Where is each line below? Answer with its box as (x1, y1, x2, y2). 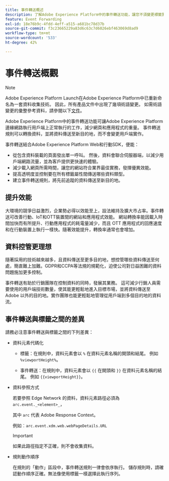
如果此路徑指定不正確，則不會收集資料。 (12, 443, 97, 449)
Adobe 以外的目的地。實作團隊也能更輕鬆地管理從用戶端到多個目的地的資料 (5, 292, 161, 299)
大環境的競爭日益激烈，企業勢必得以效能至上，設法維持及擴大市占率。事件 (5, 207, 159, 213)
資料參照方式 (12, 385, 39, 391)
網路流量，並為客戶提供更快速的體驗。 (21, 158, 101, 164)
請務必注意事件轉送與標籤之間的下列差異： (5, 329, 94, 335)
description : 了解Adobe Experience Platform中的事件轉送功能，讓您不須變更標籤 (5, 12, 162, 17)
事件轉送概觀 (5, 67, 59, 79)
